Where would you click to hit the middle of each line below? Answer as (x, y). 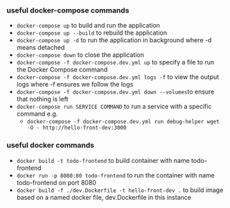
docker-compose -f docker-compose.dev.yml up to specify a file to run (115, 62)
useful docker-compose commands (68, 10)
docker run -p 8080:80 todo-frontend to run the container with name (116, 175)
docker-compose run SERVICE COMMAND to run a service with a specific (114, 107)
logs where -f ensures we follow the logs (75, 85)
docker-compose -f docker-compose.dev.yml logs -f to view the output (118, 77)
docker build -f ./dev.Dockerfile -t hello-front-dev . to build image (120, 190)
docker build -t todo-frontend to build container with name (103, 160)
